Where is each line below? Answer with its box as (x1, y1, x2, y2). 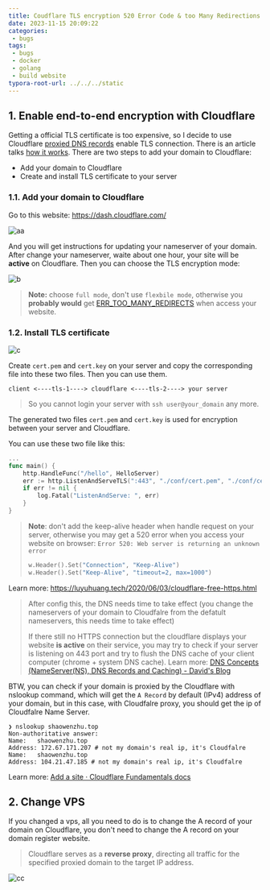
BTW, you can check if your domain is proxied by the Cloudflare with (8, 681, 235, 691)
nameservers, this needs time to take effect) (27, 615, 175, 625)
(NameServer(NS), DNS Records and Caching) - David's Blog (27, 665, 231, 675)
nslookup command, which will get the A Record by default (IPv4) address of (8, 689, 261, 699)
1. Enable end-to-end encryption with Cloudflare (8, 109, 256, 122)
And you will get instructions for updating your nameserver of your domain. (8, 241, 257, 250)
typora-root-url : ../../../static (8, 79, 125, 87)
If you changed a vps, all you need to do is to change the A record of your (8, 817, 253, 826)
